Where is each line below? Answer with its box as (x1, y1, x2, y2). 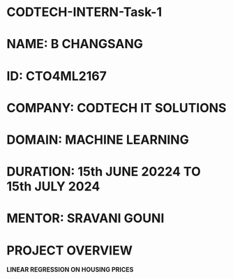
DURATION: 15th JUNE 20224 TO (6, 164, 201, 180)
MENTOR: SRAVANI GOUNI (6, 211, 165, 227)
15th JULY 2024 (6, 179, 100, 195)
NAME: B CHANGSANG (6, 36, 144, 52)
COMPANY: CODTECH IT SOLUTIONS (6, 100, 227, 116)
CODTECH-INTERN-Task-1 (6, 4, 163, 20)
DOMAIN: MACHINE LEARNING (6, 132, 189, 147)
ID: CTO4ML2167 (6, 68, 107, 84)
